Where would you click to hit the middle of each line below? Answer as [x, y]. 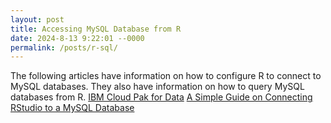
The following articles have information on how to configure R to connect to [166, 76]
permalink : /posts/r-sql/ [64, 47]
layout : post [37, 19]
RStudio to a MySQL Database [72, 108]
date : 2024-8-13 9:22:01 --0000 [77, 38]
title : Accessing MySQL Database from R [96, 29]
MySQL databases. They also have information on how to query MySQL [157, 87]
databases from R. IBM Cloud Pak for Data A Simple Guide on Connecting [161, 97]
